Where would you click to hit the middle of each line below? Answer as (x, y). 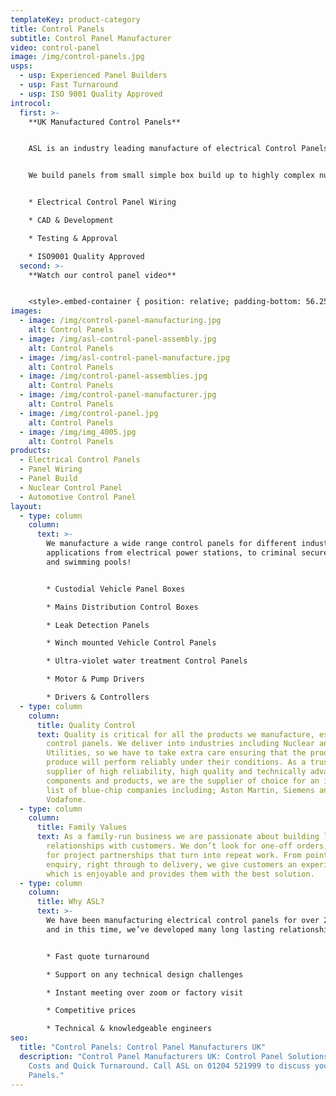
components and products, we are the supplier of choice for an (183, 781)
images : (26, 311)
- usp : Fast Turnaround (68, 85)
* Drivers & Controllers (98, 697)
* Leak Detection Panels (98, 625)
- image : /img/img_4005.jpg (78, 432)
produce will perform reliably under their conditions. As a (176, 762)
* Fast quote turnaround (98, 956)
